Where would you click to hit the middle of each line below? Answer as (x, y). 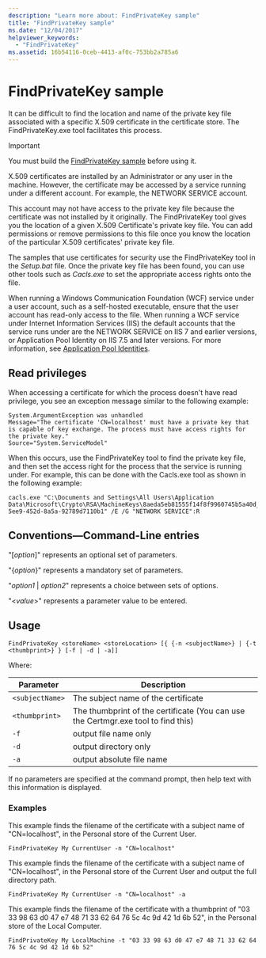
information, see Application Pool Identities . (79, 348)
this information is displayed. (55, 788)
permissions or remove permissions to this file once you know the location (129, 234)
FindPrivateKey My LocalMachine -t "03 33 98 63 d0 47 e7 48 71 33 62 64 (133, 940)
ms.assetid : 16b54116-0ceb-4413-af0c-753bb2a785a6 (93, 52)
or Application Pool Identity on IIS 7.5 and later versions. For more (115, 340)
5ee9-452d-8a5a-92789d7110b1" (58, 511)
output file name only (112, 734)
